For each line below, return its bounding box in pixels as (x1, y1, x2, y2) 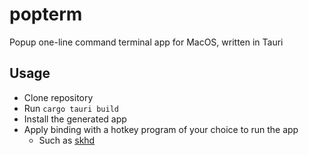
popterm (9, 3, 83, 26)
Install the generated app (23, 113, 127, 125)
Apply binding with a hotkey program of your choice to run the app (23, 123, 299, 135)
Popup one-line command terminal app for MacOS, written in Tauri (9, 36, 284, 48)
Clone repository (23, 91, 94, 103)
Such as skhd (38, 134, 96, 146)
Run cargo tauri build (23, 102, 119, 114)
